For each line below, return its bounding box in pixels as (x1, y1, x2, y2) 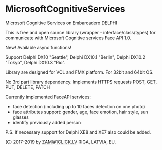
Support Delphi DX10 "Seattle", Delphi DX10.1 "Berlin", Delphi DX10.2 (5, 54, 145, 60)
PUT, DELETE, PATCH (5, 84, 50, 90)
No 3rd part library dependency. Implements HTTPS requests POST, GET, (5, 79, 157, 85)
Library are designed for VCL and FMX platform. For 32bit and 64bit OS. (5, 69, 154, 75)
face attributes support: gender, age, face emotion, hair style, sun (12, 109, 148, 115)
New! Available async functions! (5, 44, 72, 50)
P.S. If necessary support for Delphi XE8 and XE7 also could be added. (5, 129, 151, 135)
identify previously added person (12, 119, 81, 125)
